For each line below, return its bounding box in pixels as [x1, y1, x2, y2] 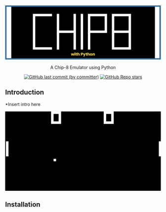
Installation [5, 200, 41, 209]
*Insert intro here [5, 101, 41, 107]
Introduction [5, 88, 44, 96]
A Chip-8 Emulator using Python [50, 64, 116, 70]
